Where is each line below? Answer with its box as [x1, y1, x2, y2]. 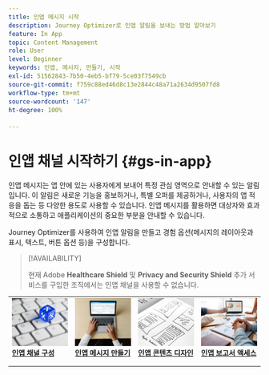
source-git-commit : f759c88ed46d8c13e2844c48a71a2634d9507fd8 [8, 80, 220, 88]
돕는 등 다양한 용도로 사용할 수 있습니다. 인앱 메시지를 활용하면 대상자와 [22, 200, 246, 210]
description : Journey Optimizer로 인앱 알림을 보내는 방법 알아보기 [8, 21, 216, 30]
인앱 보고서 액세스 [201, 348, 257, 357]
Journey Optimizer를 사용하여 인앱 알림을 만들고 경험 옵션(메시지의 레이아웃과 [8, 228, 254, 237]
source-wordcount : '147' [8, 97, 91, 106]
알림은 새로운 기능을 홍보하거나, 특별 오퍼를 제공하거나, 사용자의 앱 [39, 191, 247, 200]
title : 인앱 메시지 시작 [8, 13, 80, 21]
